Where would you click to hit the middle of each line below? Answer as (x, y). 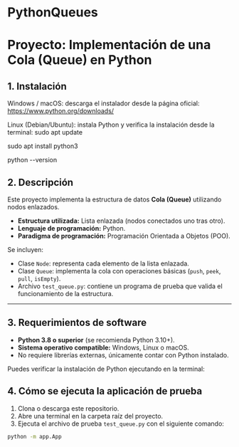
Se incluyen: (26, 249)
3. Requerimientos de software (77, 323)
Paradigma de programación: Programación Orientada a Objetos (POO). (124, 236)
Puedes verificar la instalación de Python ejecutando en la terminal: (106, 369)
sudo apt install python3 (43, 146)
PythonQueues (53, 12)
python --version (32, 160)
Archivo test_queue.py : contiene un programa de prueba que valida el (120, 286)
